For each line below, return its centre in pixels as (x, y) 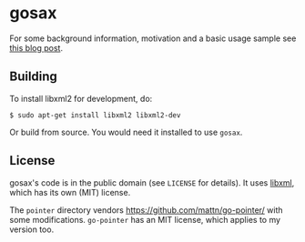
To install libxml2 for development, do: (81, 98)
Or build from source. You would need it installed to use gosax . (126, 132)
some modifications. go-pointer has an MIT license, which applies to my (145, 219)
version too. (32, 229)
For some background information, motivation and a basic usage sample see (153, 38)
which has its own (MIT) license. (70, 192)
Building (33, 77)
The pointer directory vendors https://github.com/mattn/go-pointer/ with (147, 210)
